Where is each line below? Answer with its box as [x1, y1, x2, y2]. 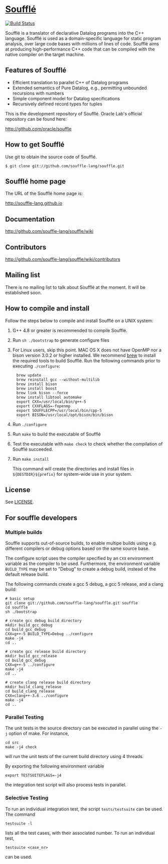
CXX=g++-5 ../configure [5, 662, 55, 667]
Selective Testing [5, 794, 49, 801]
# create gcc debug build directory [5, 619, 82, 624]
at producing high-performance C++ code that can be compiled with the [5, 46, 155, 52]
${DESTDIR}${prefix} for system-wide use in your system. [12, 471, 132, 477]
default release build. [5, 571, 49, 578]
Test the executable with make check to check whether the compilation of [12, 441, 163, 447]
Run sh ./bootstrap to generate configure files [12, 337, 109, 343]
